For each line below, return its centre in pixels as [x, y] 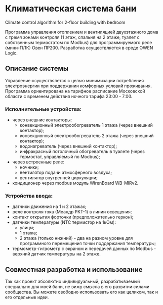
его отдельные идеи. [27, 297]
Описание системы [37, 69]
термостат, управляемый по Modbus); [60, 157]
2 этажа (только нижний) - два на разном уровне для [76, 238]
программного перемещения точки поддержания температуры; [88, 244]
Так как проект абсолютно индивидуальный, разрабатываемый [73, 281]
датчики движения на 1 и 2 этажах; [49, 206]
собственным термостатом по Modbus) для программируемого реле [79, 42]
